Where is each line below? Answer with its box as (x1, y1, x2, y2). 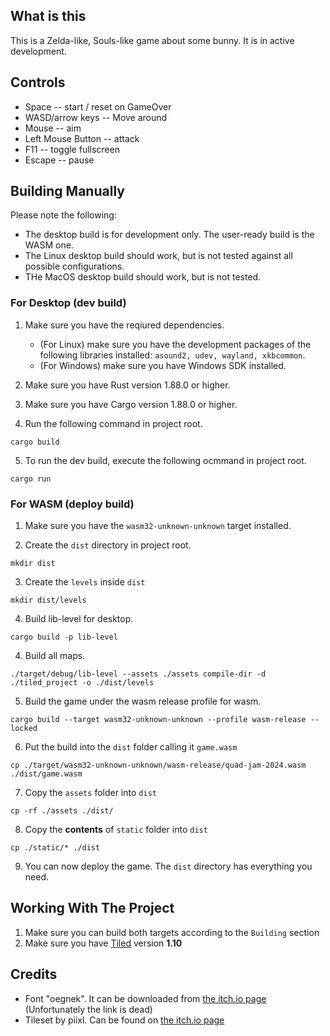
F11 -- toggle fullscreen (24, 143, 120, 155)
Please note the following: (10, 209, 117, 221)
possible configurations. (24, 260, 125, 273)
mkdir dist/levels (10, 595, 87, 606)
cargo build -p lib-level (10, 632, 118, 643)
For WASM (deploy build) (10, 497, 135, 511)
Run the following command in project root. (24, 417, 203, 429)
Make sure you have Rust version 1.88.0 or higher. (24, 379, 231, 391)
